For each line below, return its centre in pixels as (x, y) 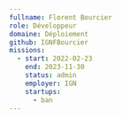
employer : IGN (51, 83)
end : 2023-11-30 (55, 67)
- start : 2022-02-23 (55, 59)
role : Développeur (43, 26)
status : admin (51, 75)
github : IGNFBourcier (49, 42)
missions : (27, 51)
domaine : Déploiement (49, 34)
